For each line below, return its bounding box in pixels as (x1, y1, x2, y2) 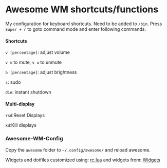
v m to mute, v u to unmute (5, 59, 62, 65)
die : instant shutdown (5, 89, 51, 96)
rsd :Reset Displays (5, 112, 45, 119)
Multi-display (5, 101, 35, 107)
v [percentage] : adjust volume (5, 49, 70, 55)
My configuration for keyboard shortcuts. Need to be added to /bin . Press (5, 21, 162, 27)
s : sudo (5, 79, 21, 85)
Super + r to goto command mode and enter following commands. (5, 26, 146, 32)
